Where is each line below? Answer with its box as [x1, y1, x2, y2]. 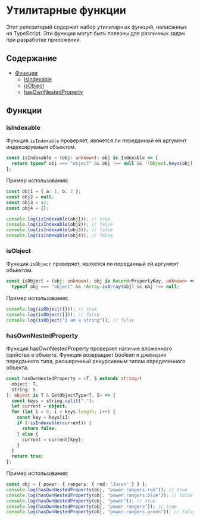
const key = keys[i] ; [17, 415, 70, 421]
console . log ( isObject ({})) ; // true [6, 306, 97, 312]
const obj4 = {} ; [6, 205, 49, 211]
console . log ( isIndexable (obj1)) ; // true [6, 216, 111, 222]
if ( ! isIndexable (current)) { [17, 420, 92, 426]
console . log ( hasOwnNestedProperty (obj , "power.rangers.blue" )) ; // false [6, 492, 193, 498]
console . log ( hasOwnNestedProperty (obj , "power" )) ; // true [6, 498, 156, 504]
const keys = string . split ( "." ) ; [11, 398, 95, 404]
